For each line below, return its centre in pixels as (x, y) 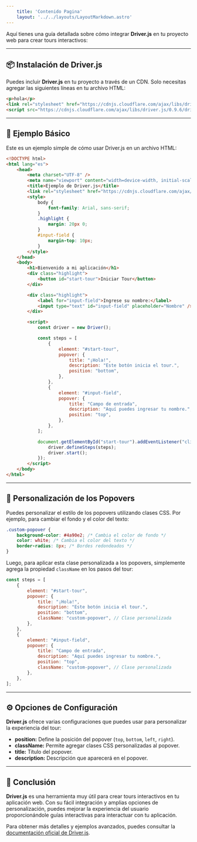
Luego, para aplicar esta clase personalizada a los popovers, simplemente (96, 563)
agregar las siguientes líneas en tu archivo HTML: (66, 88)
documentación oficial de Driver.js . (48, 833)
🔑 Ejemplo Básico (38, 134)
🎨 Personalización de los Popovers (70, 499)
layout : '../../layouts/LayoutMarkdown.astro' (74, 17)
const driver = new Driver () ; (74, 328)
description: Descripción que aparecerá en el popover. (81, 758)
